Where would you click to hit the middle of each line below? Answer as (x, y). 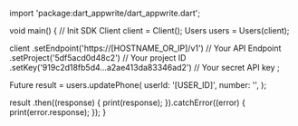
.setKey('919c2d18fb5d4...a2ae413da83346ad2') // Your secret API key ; (144, 68)
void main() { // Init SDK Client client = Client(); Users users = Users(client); (149, 30)
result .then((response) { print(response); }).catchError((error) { (128, 102)
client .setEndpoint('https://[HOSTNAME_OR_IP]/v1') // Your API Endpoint (145, 48)
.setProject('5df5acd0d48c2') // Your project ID (98, 58)
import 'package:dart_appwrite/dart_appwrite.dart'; (105, 13)
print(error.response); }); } (58, 112)
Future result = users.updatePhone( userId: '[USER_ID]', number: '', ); (138, 85)
